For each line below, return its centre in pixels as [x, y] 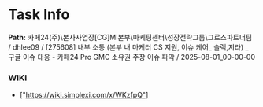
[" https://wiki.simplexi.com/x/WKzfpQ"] [84, 95]
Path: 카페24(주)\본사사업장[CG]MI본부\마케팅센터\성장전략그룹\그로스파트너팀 [130, 37]
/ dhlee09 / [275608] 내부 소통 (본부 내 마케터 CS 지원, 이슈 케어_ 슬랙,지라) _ [129, 47]
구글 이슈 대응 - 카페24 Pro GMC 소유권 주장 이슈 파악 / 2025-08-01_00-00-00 [132, 57]
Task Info [39, 15]
